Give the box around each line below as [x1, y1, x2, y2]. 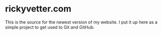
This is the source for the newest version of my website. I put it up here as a [5, 19, 158, 25]
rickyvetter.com [5, 3, 72, 14]
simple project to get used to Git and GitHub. [5, 24, 95, 30]
